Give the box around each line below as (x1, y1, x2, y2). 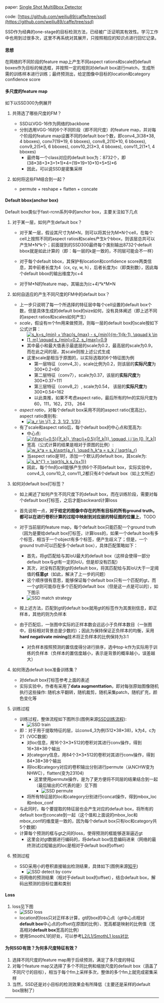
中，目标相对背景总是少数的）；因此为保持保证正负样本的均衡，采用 (19, 627, 155, 633)
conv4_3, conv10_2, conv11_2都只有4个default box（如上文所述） (26, 470, 158, 476)
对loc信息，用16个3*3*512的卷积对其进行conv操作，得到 (26, 739, 142, 745)
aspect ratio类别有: (19, 413, 58, 419)
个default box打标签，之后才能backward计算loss (19, 497, 118, 503)
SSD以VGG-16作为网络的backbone (19, 121, 90, 126)
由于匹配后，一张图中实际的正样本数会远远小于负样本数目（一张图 (19, 621, 152, 627)
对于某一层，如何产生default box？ (12, 219, 82, 225)
